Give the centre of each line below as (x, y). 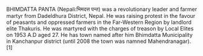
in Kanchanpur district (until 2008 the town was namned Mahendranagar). (99, 41)
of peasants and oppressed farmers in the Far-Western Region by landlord (99, 22)
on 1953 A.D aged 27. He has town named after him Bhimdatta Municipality (99, 35)
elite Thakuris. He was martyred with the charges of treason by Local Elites (100, 29)
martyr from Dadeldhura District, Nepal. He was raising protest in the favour (101, 16)
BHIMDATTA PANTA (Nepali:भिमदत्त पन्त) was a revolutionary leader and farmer (102, 9)
